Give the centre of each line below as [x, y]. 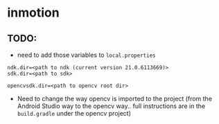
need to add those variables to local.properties [86, 55]
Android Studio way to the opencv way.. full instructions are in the [111, 106]
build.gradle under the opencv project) [74, 113]
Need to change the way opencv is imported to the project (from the [115, 99]
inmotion [34, 13]
